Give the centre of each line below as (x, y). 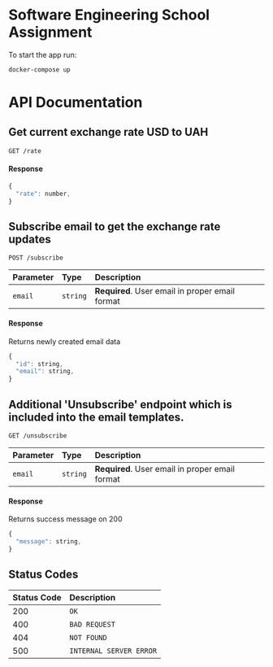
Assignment (50, 32)
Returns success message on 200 (66, 519)
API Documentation (76, 102)
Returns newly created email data (65, 341)
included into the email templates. (96, 417)
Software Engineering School (109, 15)
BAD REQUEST (93, 624)
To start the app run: (43, 54)
